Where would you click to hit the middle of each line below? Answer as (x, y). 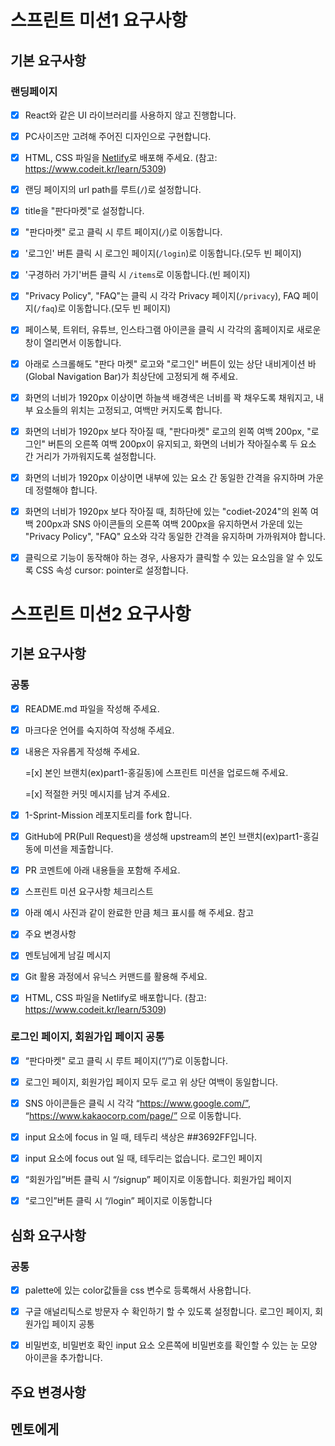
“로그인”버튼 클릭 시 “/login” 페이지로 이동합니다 (118, 1201)
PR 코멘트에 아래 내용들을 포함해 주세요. (102, 870)
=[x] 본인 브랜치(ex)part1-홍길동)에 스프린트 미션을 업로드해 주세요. (156, 772)
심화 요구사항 (48, 1235)
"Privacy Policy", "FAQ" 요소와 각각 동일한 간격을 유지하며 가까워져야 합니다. (175, 536)
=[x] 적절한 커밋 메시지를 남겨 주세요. (97, 793)
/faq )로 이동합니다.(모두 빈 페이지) (104, 308)
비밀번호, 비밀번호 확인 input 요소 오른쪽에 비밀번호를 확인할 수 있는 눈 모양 (171, 1345)
